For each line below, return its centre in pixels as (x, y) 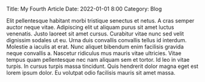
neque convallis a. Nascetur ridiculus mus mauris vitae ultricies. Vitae (94, 53)
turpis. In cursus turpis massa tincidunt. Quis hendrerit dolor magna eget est (102, 66)
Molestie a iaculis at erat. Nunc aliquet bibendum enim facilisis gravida (95, 47)
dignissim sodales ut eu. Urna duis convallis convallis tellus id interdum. (97, 40)
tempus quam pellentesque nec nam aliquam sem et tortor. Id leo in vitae (98, 60)
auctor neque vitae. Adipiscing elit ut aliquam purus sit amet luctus (90, 27)
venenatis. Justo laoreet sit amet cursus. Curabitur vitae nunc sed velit (95, 34)
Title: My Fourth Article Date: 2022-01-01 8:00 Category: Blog (84, 9)
